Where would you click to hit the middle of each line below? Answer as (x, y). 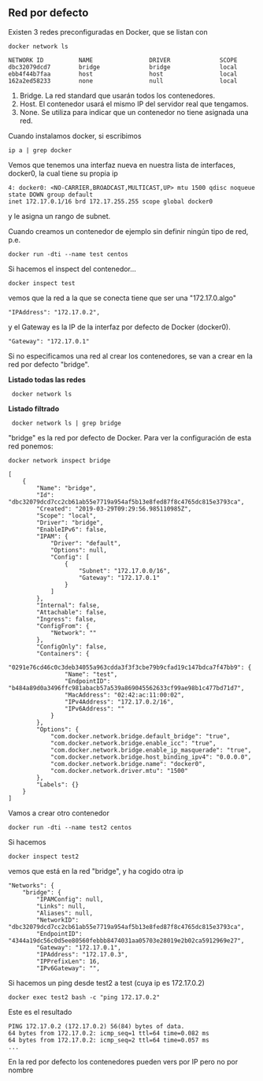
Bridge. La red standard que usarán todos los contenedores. (117, 95)
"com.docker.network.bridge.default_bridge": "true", (140, 736)
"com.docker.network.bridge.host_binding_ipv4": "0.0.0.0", (151, 757)
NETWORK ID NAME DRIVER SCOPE (123, 60)
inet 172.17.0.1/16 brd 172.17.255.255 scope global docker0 (111, 201)
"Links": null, (61, 906)
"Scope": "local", (67, 515)
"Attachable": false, (72, 612)
